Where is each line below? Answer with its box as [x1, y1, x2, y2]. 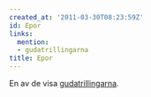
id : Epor [9, 21, 42, 30]
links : [9, 29, 34, 38]
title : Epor [9, 54, 53, 63]
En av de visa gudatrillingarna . [9, 78, 119, 88]
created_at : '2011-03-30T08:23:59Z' [9, 12, 144, 22]
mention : [17, 37, 49, 47]
